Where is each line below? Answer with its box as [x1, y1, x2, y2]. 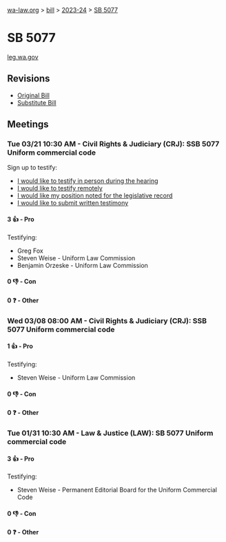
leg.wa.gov [7, 52, 39, 61]
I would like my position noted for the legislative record [17, 191, 173, 200]
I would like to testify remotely [17, 184, 103, 193]
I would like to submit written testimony [17, 199, 129, 207]
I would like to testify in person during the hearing [17, 177, 158, 185]
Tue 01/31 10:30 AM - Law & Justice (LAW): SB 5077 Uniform [7, 428, 214, 438]
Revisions [7, 72, 50, 85]
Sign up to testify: [7, 164, 57, 172]
